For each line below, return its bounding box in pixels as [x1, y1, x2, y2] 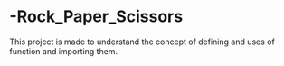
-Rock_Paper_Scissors [9, 6, 184, 27]
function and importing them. [9, 45, 118, 56]
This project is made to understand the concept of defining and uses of [9, 36, 276, 47]
